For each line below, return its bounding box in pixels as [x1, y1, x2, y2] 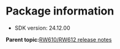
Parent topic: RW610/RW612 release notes [6, 36, 112, 43]
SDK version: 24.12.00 [14, 24, 70, 31]
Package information [6, 4, 114, 18]
